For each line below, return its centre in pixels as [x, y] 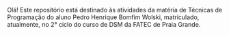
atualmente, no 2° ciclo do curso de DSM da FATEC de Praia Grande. [104, 24]
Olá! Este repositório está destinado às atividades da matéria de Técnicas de [115, 10]
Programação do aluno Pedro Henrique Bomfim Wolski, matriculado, [103, 17]
